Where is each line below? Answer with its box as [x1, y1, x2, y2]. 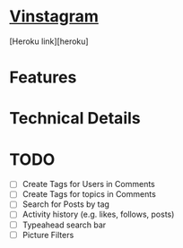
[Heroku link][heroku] [9, 36, 89, 47]
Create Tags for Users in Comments [22, 179, 155, 190]
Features [9, 67, 77, 88]
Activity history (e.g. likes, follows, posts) [22, 209, 175, 220]
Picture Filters [22, 229, 74, 240]
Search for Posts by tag [22, 199, 110, 210]
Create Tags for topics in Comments [22, 189, 157, 200]
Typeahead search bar [22, 219, 107, 230]
